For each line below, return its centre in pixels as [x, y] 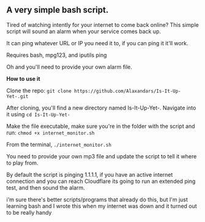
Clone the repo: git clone [39, 91]
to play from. [22, 163]
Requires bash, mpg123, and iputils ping [57, 55]
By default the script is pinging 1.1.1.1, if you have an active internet [90, 174]
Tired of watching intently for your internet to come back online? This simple [102, 24]
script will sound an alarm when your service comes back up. [84, 31]
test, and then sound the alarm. [46, 187]
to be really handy [29, 212]
